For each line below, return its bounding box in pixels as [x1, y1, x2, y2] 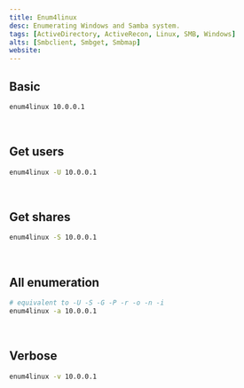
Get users [9, 144, 65, 160]
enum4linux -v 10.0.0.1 [9, 372, 98, 381]
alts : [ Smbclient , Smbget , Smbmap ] [9, 37, 141, 47]
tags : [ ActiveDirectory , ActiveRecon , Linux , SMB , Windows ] [9, 29, 237, 38]
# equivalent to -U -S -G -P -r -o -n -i [9, 298, 165, 307]
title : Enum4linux [9, 12, 77, 22]
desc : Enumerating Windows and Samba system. [9, 21, 180, 30]
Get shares [9, 210, 71, 225]
